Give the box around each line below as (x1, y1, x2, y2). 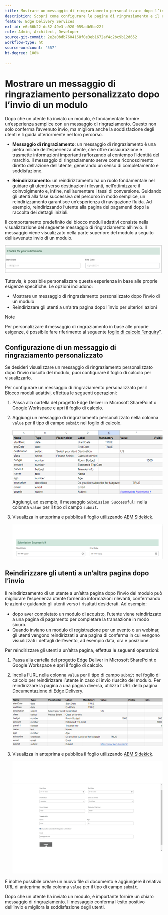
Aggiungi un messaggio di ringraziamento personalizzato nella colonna (12, 415, 159, 421)
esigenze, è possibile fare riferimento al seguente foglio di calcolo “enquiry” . (5, 329, 162, 335)
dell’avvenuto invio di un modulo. (5, 235, 73, 241)
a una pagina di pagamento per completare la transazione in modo (12, 616, 149, 622)
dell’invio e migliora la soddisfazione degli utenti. (5, 904, 105, 910)
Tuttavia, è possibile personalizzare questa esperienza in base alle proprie (5, 278, 158, 284)
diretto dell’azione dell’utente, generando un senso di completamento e (12, 163, 159, 169)
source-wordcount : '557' (5, 45, 57, 50)
